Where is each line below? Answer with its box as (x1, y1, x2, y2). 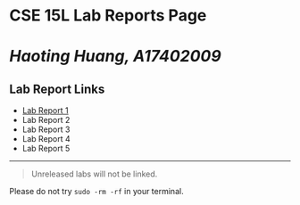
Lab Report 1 (21, 105, 69, 116)
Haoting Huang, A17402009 (9, 46, 221, 67)
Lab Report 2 (21, 115, 71, 126)
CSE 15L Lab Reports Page (9, 5, 207, 26)
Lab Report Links (9, 81, 105, 96)
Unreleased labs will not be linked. (30, 168, 158, 179)
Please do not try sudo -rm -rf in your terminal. (9, 186, 185, 197)
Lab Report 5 (21, 143, 71, 154)
